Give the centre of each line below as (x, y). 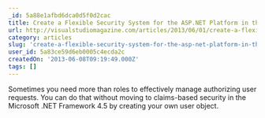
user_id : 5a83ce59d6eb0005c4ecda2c (67, 52)
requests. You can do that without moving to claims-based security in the (127, 97)
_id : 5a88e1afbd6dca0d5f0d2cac (60, 15)
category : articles (40, 37)
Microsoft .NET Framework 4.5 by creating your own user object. (114, 105)
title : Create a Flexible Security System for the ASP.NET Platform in (128, 23)
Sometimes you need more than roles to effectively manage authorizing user (132, 89)
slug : (17, 45)
